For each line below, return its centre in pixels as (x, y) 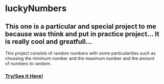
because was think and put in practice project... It (82, 34)
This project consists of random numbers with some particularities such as (80, 53)
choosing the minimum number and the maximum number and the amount (80, 58)
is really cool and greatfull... (48, 42)
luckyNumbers (36, 8)
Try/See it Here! (24, 76)
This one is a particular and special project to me (81, 26)
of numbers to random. (28, 63)
